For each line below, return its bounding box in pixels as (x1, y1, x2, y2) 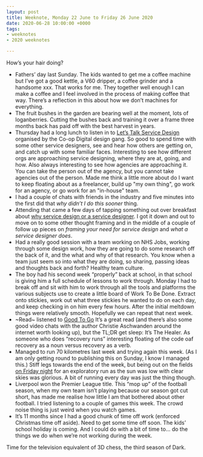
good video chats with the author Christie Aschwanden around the (15, 322, 182, 330)
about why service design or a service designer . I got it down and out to (15, 213, 195, 220)
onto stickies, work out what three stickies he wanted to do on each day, (15, 297, 196, 303)
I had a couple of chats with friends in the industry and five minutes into (15, 194, 195, 200)
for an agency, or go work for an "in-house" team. (15, 187, 141, 194)
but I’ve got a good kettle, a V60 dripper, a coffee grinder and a (15, 77, 173, 84)
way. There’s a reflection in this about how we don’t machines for (15, 96, 178, 104)
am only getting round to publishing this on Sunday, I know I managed (15, 354, 190, 362)
